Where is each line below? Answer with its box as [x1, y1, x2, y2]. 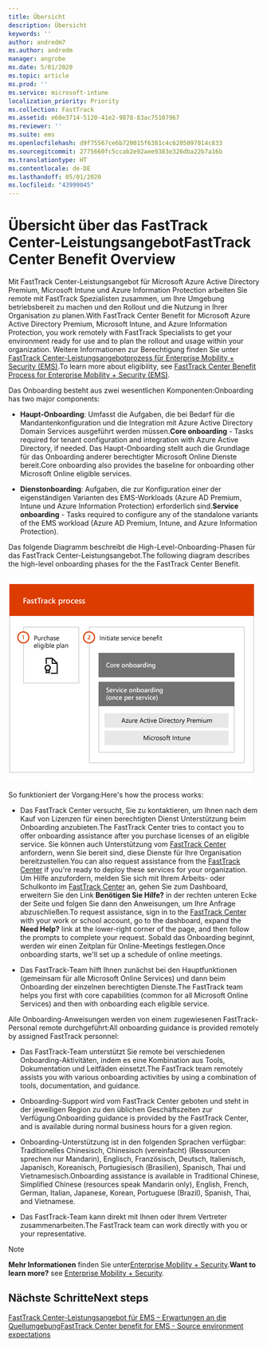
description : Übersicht [8, 21, 88, 30]
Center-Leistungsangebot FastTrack [8, 234, 251, 251]
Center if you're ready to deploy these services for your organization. [19, 865, 248, 875]
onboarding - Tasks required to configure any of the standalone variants [19, 510, 259, 519]
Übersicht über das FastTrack [8, 216, 209, 235]
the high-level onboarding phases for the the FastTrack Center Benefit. [8, 559, 241, 569]
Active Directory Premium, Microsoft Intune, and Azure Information [8, 319, 228, 329]
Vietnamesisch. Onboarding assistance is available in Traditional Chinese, [19, 1171, 260, 1181]
